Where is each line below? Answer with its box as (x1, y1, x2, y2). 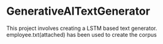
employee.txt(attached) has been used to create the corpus (6, 31, 157, 38)
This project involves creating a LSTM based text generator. (6, 24, 157, 32)
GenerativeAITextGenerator (6, 4, 150, 18)
